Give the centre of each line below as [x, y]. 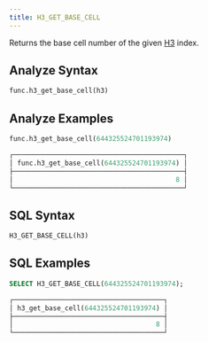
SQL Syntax [42, 215]
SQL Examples [50, 264]
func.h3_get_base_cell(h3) [59, 91]
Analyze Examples [62, 118]
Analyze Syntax [54, 70]
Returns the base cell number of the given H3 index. [104, 43]
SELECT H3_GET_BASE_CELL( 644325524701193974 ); [96, 284]
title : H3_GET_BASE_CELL [55, 17]
